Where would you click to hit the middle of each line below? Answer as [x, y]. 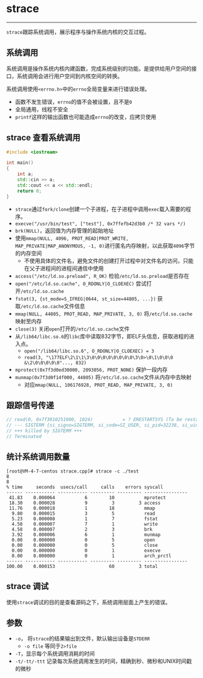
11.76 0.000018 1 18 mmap [82, 508]
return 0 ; [30, 191]
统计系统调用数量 [38, 457]
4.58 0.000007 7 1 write [85, 524]
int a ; [25, 174]
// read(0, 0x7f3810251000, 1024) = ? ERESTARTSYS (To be [94, 420]
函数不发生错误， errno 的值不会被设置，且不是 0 [73, 102]
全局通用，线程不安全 [41, 109]
